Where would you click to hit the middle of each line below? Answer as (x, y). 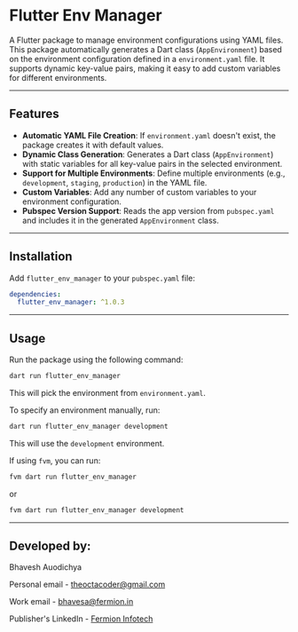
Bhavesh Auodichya (46, 567)
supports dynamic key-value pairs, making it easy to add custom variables (145, 68)
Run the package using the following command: (96, 359)
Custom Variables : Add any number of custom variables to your (139, 192)
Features (34, 114)
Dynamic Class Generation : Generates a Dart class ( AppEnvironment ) (148, 154)
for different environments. (58, 77)
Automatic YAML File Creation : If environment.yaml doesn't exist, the (149, 135)
